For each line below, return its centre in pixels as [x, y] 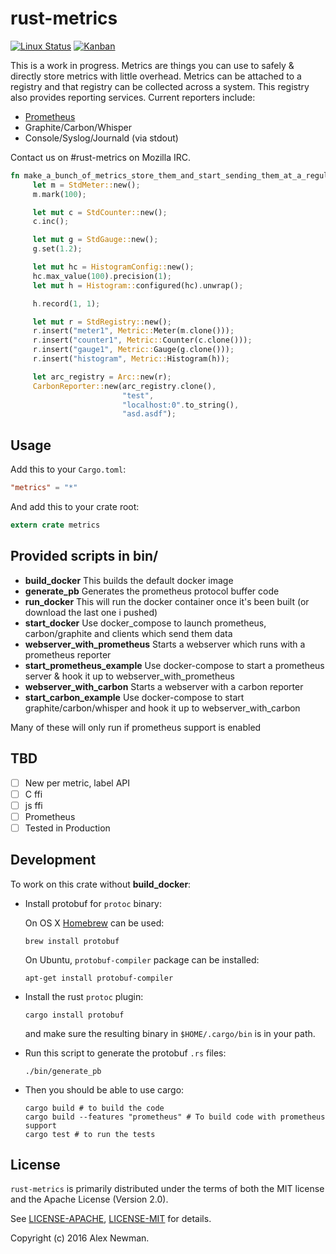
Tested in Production [67, 828]
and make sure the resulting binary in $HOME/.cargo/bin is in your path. [170, 1033]
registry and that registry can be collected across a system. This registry [160, 86]
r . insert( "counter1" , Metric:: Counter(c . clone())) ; [142, 340]
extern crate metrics [55, 525]
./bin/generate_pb [63, 1071]
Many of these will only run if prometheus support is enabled [136, 727]
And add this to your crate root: [75, 506]
